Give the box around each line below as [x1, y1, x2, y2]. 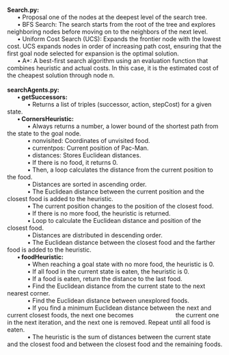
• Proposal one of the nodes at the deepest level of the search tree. [16, 13, 207, 21]
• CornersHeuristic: [16, 115, 74, 122]
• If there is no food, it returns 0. [27, 159, 118, 166]
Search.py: [7, 6, 40, 14]
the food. [7, 173, 33, 181]
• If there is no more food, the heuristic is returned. [27, 209, 171, 218]
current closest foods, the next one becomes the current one [7, 311, 219, 319]
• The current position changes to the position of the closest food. [27, 202, 214, 210]
